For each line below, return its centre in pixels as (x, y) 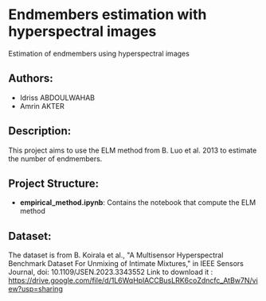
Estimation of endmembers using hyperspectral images (99, 53)
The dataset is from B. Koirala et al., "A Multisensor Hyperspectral (116, 255)
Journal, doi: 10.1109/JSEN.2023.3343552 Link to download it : (111, 272)
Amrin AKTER (42, 106)
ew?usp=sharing (36, 289)
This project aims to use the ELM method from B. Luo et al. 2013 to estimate (133, 150)
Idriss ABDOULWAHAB (57, 98)
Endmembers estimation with (108, 15)
